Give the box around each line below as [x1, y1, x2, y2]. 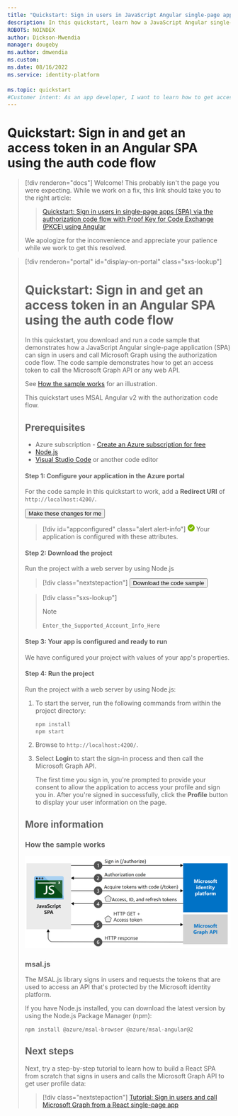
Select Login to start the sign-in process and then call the [35, 754, 204, 762]
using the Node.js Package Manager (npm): [24, 1011, 152, 1020]
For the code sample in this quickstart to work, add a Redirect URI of [24, 487, 225, 496]
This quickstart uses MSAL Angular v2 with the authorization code [24, 393, 218, 402]
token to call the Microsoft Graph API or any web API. [24, 366, 181, 375]
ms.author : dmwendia [7, 49, 69, 56]
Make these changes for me [28, 510, 102, 517]
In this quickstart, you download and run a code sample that [24, 336, 200, 344]
